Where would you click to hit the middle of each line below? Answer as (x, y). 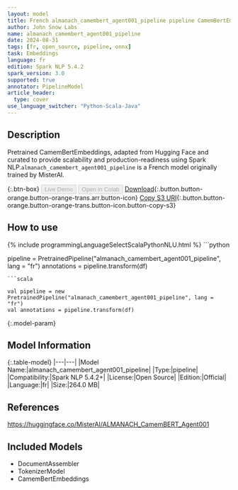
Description (34, 135)
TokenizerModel (41, 471)
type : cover (32, 100)
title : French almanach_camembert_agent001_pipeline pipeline (101, 21)
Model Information (49, 345)
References (33, 407)
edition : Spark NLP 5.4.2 (45, 67)
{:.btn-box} (24, 189)
